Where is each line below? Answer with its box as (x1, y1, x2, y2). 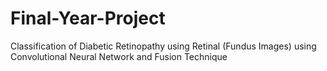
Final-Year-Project (10, 7, 166, 30)
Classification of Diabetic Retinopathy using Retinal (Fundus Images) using (10, 40, 317, 52)
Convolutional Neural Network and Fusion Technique (10, 50, 228, 62)
